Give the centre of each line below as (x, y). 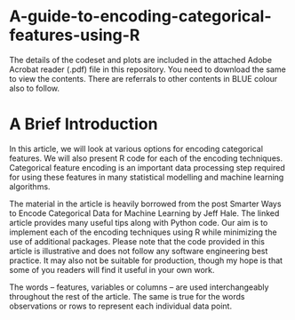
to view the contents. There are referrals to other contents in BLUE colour (144, 78)
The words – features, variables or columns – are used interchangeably (139, 287)
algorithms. (30, 186)
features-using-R (75, 35)
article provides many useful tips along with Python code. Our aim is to (139, 222)
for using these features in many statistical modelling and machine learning (147, 177)
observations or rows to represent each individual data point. (121, 306)
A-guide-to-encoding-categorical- (140, 16)
